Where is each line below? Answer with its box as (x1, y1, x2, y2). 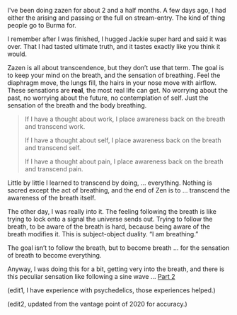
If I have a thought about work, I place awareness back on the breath (24, 115, 226, 123)
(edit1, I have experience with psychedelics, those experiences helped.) (7, 286, 216, 294)
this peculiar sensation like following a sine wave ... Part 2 (7, 273, 175, 280)
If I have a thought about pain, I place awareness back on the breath (24, 157, 224, 166)
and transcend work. (24, 122, 86, 130)
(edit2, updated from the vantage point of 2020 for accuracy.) (7, 300, 187, 308)
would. (7, 50, 27, 58)
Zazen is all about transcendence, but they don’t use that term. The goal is (7, 64, 224, 71)
